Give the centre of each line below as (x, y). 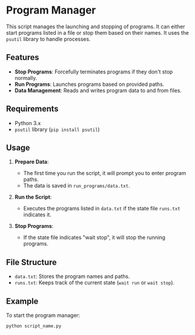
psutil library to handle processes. (48, 39)
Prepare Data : (32, 162)
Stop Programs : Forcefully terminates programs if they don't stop (94, 72)
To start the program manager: (43, 315)
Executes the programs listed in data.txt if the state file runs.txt (102, 209)
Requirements (32, 109)
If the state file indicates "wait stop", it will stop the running (94, 237)
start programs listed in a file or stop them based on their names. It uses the (97, 32)
